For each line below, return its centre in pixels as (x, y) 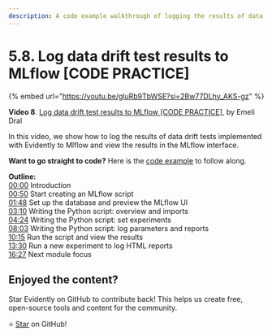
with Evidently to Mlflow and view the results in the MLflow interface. (124, 145)
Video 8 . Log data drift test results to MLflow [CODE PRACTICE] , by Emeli (132, 111)
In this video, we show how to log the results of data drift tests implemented (135, 136)
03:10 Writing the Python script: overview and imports (99, 211)
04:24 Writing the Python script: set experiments (90, 220)
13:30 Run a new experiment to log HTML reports (91, 246)
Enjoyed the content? (64, 279)
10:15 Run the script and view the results (76, 237)
